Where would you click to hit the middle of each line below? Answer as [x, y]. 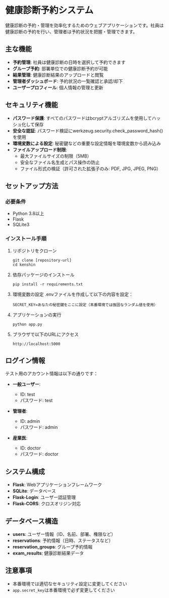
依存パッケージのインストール [43, 275]
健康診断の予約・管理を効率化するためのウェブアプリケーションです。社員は [84, 25]
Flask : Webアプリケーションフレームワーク [57, 485]
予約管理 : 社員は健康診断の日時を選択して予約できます [69, 62]
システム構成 [25, 471]
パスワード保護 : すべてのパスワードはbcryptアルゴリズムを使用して [82, 118]
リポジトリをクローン [35, 251]
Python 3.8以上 [28, 214]
